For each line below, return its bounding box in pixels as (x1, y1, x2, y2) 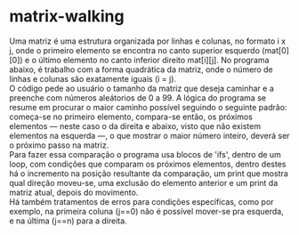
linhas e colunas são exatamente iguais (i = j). (9, 73, 176, 84)
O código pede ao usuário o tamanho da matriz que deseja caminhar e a (9, 83, 274, 93)
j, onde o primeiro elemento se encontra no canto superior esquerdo (9, 45, 261, 55)
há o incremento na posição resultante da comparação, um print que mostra (9, 167, 289, 179)
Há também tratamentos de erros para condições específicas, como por (9, 196, 274, 207)
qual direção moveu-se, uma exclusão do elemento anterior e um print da (9, 177, 279, 188)
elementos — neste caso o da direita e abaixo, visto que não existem (9, 120, 261, 131)
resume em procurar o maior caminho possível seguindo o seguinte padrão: (9, 101, 287, 112)
